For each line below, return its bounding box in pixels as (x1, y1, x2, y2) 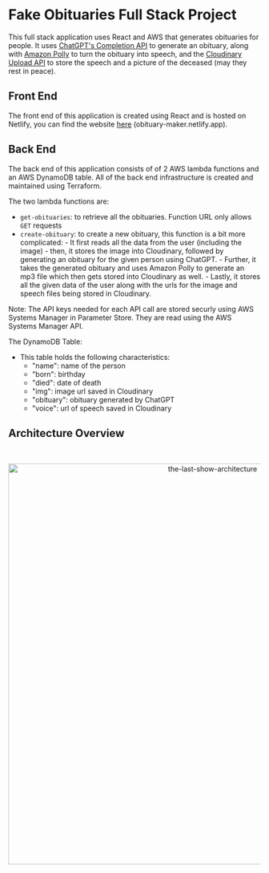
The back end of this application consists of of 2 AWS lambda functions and (8, 164, 259, 173)
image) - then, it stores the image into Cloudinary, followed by (19, 246, 224, 256)
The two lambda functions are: (8, 196, 110, 206)
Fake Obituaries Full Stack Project (8, 6, 238, 24)
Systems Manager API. (8, 321, 84, 330)
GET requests (19, 220, 62, 230)
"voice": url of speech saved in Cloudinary (31, 403, 172, 413)
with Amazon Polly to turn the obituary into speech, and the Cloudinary (8, 49, 243, 59)
